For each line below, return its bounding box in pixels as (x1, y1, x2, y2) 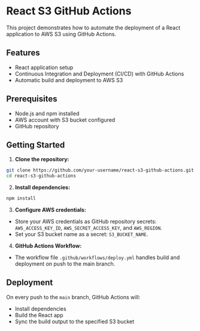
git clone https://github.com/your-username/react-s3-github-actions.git (6, 167, 195, 173)
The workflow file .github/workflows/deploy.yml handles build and (14, 254, 180, 261)
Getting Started (6, 140, 65, 150)
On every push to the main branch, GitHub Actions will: (6, 293, 141, 300)
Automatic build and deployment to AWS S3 (14, 76, 123, 83)
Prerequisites (6, 94, 57, 104)
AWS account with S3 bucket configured (14, 116, 116, 124)
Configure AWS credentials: (14, 206, 87, 213)
